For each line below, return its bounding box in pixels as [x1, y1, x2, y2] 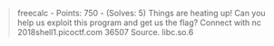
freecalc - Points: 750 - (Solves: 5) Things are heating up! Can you [16, 8, 266, 18]
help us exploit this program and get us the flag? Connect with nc [16, 17, 262, 28]
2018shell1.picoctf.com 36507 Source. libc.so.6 [16, 27, 194, 37]
